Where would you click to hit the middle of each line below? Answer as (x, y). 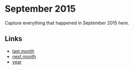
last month (23, 51)
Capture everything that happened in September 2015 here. (67, 23)
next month (24, 56)
